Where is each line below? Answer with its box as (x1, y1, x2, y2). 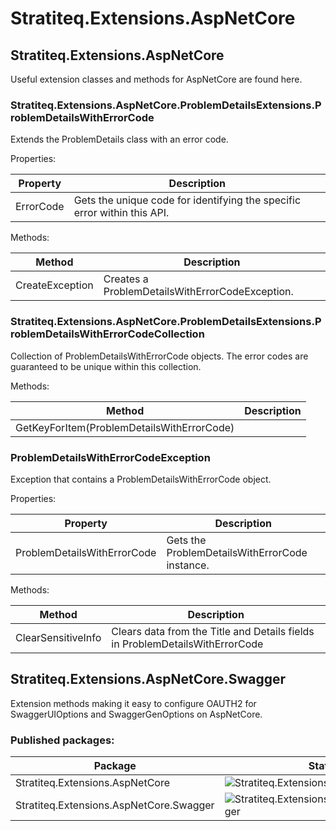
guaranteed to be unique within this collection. (10, 360, 202, 372)
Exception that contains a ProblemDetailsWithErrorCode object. (10, 473, 272, 485)
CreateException (15, 278, 94, 292)
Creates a (103, 272, 149, 286)
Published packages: (10, 733, 115, 747)
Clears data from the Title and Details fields (111, 624, 315, 638)
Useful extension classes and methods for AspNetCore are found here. (10, 73, 303, 85)
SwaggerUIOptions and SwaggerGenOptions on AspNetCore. (10, 708, 263, 720)
